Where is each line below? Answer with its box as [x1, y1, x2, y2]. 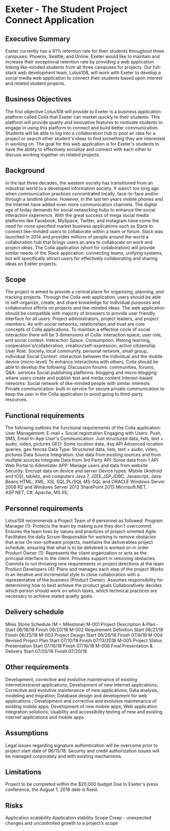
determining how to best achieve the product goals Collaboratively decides [5, 582, 162, 588]
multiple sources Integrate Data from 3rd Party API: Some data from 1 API [5, 457, 158, 463]
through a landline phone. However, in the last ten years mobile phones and [5, 196, 163, 202]
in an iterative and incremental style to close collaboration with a [5, 572, 140, 578]
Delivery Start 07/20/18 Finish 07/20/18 [5, 648, 87, 654]
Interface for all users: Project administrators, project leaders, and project [5, 316, 159, 322]
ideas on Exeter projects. [5, 260, 57, 267]
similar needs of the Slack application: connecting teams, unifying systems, [5, 250, 163, 256]
